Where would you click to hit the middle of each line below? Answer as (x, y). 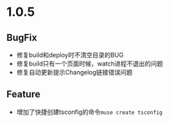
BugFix (22, 38)
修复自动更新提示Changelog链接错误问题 (74, 72)
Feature (23, 94)
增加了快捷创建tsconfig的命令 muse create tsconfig (89, 112)
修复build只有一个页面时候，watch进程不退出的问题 (90, 64)
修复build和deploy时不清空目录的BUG (70, 55)
